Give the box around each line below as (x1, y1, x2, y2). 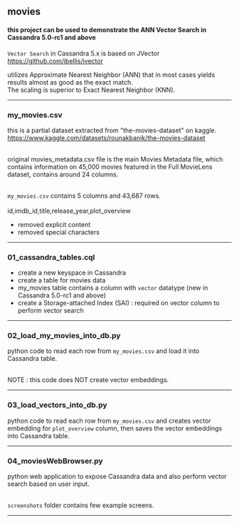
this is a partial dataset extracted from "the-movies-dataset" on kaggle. (7, 126, 217, 134)
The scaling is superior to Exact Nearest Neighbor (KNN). (7, 85, 176, 94)
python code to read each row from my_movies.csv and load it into (7, 347, 200, 355)
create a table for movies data (17, 276, 106, 285)
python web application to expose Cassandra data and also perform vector (7, 472, 227, 481)
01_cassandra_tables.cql (7, 252, 95, 262)
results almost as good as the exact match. (7, 78, 134, 86)
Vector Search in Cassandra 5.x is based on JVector (7, 49, 160, 58)
